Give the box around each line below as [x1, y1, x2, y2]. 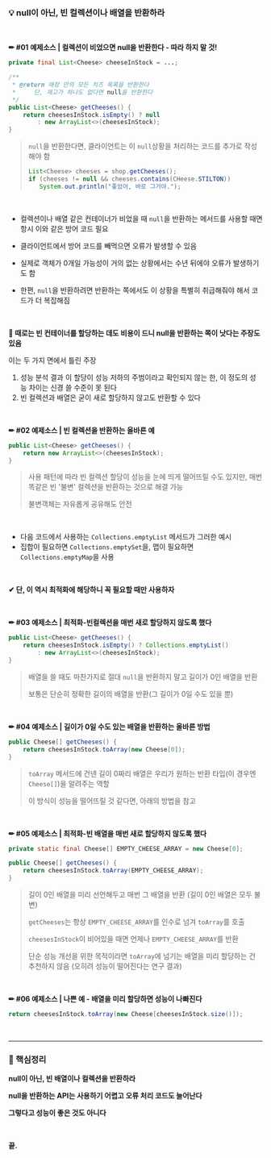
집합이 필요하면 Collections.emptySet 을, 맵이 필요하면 [19, 542, 194, 552]
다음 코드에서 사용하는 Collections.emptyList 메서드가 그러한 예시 [19, 532, 232, 542]
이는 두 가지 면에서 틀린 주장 [8, 355, 97, 364]
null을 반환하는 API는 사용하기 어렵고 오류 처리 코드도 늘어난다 [8, 1091, 203, 1101]
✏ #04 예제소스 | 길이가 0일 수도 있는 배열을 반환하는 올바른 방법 [8, 722, 211, 731]
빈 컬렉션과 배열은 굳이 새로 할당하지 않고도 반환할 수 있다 [19, 393, 202, 402]
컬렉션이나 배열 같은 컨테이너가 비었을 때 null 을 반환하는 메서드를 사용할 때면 [19, 214, 263, 223]
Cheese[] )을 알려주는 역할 [27, 778, 110, 788]
